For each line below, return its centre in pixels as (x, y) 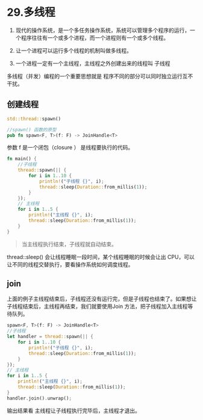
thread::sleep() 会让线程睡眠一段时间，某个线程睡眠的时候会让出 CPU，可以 (101, 257)
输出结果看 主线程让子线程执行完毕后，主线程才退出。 (73, 410)
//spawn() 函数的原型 (32, 130)
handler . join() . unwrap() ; (39, 398)
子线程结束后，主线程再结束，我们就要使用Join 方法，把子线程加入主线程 (97, 306)
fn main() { (22, 159)
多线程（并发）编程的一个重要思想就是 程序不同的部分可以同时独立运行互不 (100, 76)
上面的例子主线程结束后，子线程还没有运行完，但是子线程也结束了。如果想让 (102, 299)
